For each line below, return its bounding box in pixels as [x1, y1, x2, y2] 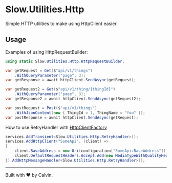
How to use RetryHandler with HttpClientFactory [5, 124, 107, 130]
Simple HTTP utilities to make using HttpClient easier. [5, 20, 118, 27]
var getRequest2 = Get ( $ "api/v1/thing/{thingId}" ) [5, 87, 116, 92]
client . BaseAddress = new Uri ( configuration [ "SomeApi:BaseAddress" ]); [14, 148, 168, 154]
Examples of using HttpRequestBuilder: [5, 49, 88, 55]
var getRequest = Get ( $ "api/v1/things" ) [5, 68, 93, 73]
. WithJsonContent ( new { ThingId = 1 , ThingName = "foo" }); [14, 110, 145, 116]
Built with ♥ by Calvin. [5, 172, 53, 178]
